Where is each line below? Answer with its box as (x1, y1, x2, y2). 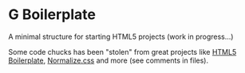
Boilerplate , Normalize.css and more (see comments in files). (8, 56, 209, 65)
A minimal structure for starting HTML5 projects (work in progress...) (8, 32, 234, 41)
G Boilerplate (8, 6, 96, 24)
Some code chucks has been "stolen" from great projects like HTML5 (8, 47, 237, 56)
